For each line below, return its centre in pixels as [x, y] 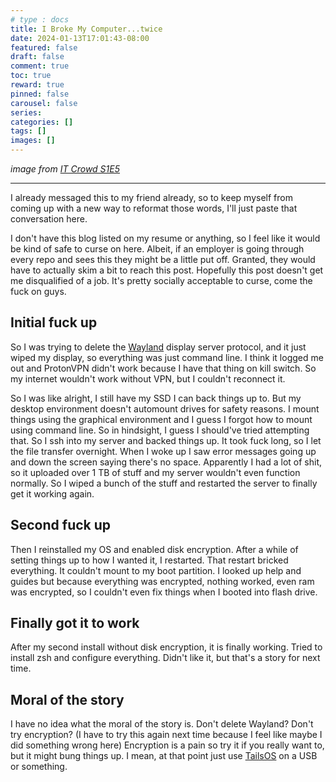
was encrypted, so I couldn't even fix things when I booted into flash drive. [164, 592]
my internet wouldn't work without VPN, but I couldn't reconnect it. [148, 378]
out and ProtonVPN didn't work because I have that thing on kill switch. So [163, 368]
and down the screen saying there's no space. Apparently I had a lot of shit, [166, 462]
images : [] [33, 141]
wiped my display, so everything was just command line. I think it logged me [167, 357]
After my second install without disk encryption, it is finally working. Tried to [166, 647]
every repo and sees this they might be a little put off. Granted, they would [163, 259]
